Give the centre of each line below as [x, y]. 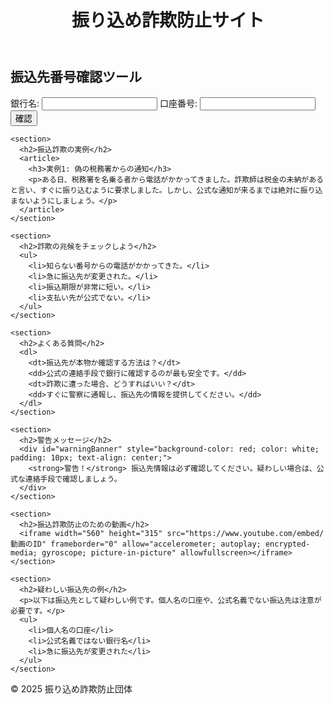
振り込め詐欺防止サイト [168, 20]
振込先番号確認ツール [76, 77]
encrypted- [287, 544]
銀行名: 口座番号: [104, 103]
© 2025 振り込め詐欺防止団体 [71, 688]
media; [24, 552]
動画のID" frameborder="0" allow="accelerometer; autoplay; [136, 544]
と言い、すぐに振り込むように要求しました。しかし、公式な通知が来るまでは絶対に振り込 [166, 190]
